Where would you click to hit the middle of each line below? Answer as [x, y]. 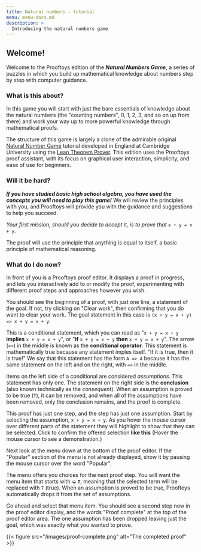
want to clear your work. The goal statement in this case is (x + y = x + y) [99, 314]
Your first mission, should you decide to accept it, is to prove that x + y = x [99, 224]
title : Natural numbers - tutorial [51, 12]
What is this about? [35, 96]
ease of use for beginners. [39, 165]
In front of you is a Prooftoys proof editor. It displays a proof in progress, [95, 278]
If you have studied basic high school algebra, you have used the [89, 193]
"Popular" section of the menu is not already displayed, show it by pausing [98, 456]
